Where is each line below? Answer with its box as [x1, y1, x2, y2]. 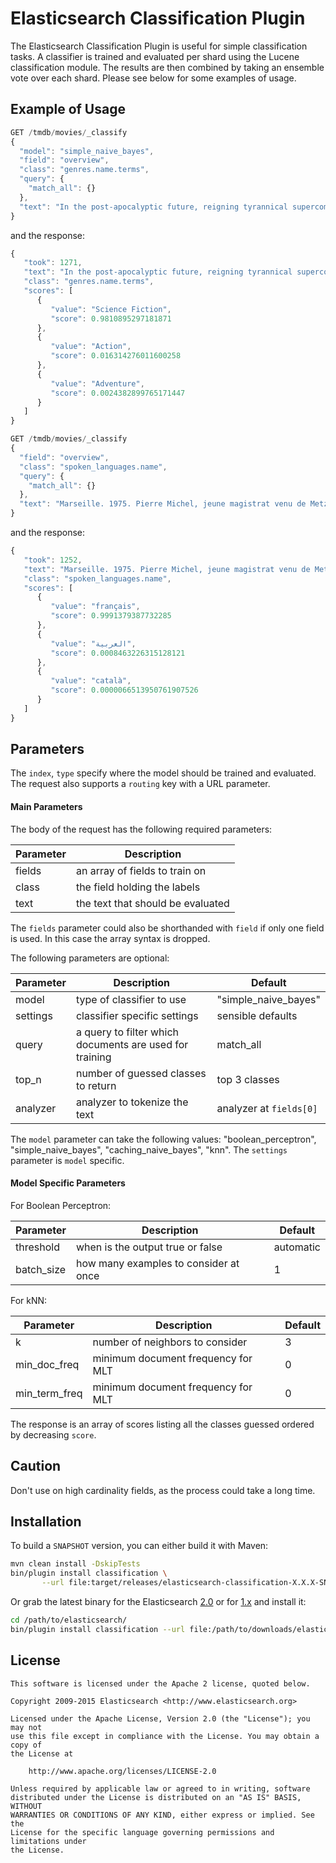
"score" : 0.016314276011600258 [50, 351, 182, 361]
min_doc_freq [15, 1357, 80, 1371]
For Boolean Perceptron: [10, 1199, 112, 1211]
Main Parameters [10, 801, 83, 813]
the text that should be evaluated [75, 896, 230, 910]
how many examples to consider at [75, 1256, 240, 1270]
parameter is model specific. [10, 1154, 125, 1166]
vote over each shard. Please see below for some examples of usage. [10, 72, 297, 84]
